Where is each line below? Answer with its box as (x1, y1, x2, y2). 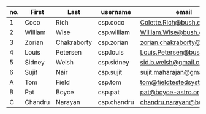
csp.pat (97, 88, 120, 96)
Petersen (55, 48, 82, 56)
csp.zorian (97, 38, 129, 47)
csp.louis (97, 48, 124, 56)
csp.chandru (97, 98, 135, 106)
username (101, 8, 132, 16)
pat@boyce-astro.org (140, 88, 204, 96)
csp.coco (97, 18, 125, 26)
